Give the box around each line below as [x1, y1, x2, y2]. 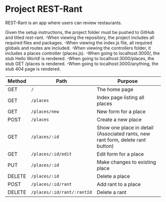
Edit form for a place [96, 150, 144, 157]
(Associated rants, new [96, 130, 151, 137]
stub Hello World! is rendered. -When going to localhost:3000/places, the [5, 55, 155, 61]
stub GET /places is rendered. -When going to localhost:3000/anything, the [5, 61, 159, 67]
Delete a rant [96, 189, 127, 196]
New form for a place [96, 108, 146, 115]
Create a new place [96, 116, 142, 123]
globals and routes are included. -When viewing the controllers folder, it [5, 45, 151, 51]
